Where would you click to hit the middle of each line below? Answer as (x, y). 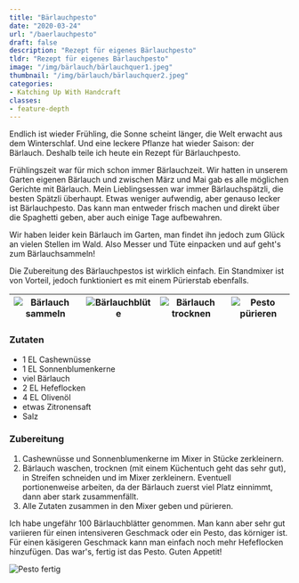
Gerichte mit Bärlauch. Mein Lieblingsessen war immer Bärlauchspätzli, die (146, 189)
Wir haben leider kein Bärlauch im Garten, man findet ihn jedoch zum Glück (147, 235)
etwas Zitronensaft (57, 406)
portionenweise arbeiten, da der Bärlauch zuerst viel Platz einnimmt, (147, 487)
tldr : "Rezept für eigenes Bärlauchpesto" (89, 59)
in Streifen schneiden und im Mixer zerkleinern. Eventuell (126, 477)
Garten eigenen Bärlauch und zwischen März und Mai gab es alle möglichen (149, 180)
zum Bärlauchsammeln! (53, 254)
